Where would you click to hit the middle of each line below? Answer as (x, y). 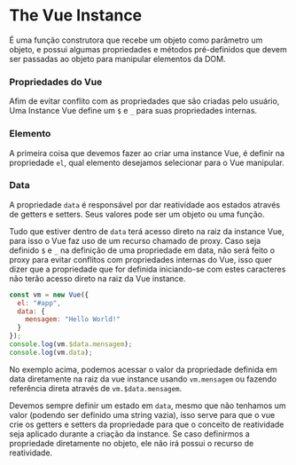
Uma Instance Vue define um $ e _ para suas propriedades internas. (133, 111)
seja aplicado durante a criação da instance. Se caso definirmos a (129, 433)
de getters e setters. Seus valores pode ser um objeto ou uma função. (137, 214)
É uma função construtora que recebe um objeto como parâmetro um (136, 40)
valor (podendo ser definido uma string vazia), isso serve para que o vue (142, 414)
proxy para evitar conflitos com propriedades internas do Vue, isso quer (141, 259)
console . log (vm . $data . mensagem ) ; (71, 344)
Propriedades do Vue (56, 82)
